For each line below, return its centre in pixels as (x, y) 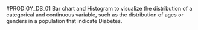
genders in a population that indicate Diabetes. (64, 21)
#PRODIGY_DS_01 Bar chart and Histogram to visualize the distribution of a (99, 9)
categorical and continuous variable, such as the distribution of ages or (95, 15)
